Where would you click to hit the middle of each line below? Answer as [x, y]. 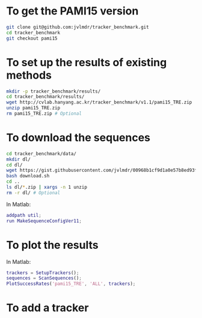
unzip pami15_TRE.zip [33, 108]
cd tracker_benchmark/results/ [45, 97]
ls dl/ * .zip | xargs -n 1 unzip [47, 188]
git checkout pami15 [32, 38]
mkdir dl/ [19, 159]
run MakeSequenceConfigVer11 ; [44, 221]
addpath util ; [24, 215]
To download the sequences [78, 138]
